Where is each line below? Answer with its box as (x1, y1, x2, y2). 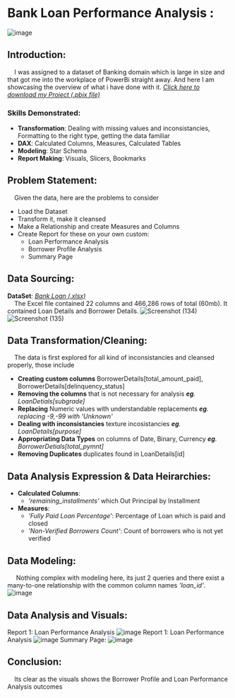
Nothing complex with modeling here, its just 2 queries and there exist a (16, 573, 224, 582)
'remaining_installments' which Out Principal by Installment (28, 497, 200, 505)
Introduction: (7, 49, 66, 61)
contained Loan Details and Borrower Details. (7, 307, 139, 315)
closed (28, 519, 48, 528)
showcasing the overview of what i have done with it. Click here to (7, 83, 200, 91)
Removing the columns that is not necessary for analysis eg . (17, 389, 196, 398)
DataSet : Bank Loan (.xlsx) (7, 292, 86, 300)
